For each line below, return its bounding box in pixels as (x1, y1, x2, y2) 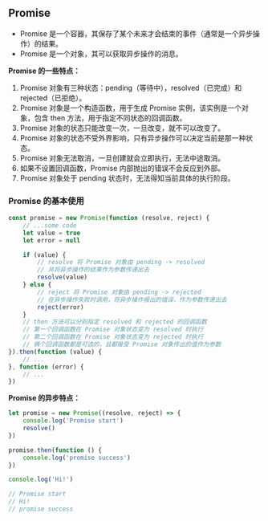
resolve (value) (37, 273, 88, 282)
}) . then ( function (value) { (8, 348, 103, 356)
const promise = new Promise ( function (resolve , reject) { (8, 214, 210, 222)
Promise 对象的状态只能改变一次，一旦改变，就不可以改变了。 (19, 123, 225, 132)
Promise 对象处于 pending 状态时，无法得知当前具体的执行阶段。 (19, 173, 235, 183)
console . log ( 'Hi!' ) (8, 475, 74, 484)
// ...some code (22, 221, 78, 230)
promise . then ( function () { (8, 446, 103, 454)
